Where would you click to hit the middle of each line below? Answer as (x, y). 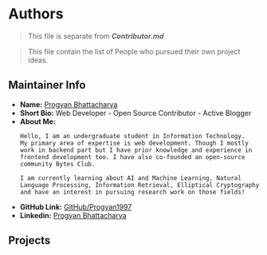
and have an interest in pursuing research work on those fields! (132, 192)
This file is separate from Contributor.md (96, 36)
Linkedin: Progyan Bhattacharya (73, 215)
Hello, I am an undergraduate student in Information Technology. (132, 136)
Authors (36, 14)
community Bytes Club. (57, 164)
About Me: (37, 122)
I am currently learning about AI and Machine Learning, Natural (130, 178)
